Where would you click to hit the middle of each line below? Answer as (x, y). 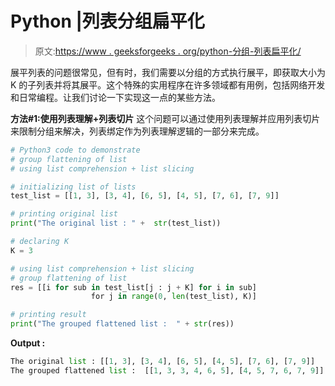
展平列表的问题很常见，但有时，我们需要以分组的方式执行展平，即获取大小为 (168, 72)
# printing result (48, 315)
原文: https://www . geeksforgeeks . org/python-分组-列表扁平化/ (168, 51)
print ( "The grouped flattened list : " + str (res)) (122, 324)
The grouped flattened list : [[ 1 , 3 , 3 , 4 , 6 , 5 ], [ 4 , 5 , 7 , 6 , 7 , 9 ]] (167, 370)
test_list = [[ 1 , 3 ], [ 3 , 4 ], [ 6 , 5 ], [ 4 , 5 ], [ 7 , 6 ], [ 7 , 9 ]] (145, 196)
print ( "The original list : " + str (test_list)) (116, 223)
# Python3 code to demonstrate (75, 150)
